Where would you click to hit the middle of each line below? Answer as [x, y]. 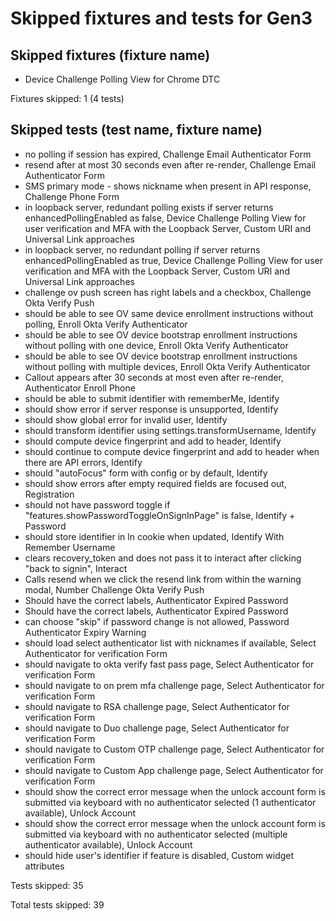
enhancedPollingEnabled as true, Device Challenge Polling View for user [173, 260]
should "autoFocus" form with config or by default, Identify [146, 473]
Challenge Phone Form [72, 196]
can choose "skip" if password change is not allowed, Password [157, 621]
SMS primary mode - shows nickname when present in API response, [168, 186]
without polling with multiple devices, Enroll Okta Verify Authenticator [167, 366]
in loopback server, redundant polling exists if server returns [149, 207]
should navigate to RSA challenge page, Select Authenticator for [157, 706]
